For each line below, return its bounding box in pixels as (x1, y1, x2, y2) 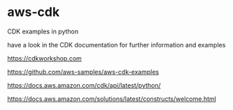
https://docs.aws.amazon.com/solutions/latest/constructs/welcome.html (7, 95, 217, 103)
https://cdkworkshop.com (7, 54, 82, 63)
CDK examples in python (7, 27, 79, 36)
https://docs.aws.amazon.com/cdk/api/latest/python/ (7, 81, 161, 89)
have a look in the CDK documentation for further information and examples (7, 40, 226, 49)
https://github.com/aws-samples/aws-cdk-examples (7, 68, 160, 76)
